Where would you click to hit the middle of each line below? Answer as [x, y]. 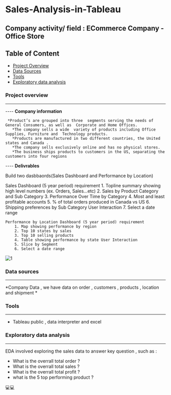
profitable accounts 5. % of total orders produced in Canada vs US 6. [78, 202]
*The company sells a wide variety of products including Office [84, 129]
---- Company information [34, 111]
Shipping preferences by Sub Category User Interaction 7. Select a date [80, 207]
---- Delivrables [22, 166]
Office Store [25, 36]
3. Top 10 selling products [44, 235]
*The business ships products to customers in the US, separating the [89, 152]
